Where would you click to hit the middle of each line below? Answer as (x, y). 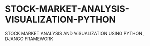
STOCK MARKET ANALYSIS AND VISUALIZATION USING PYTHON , (75, 33)
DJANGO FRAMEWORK (29, 39)
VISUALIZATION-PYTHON (60, 19)
